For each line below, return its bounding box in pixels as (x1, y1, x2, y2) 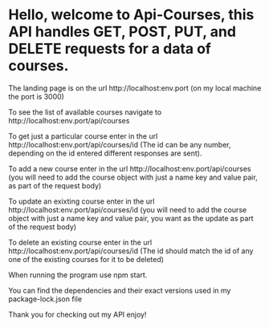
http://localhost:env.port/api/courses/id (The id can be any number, (8, 139, 231, 149)
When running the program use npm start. (8, 270, 148, 280)
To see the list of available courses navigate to (8, 107, 162, 117)
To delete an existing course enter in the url (8, 237, 153, 247)
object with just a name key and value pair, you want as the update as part (8, 213, 255, 223)
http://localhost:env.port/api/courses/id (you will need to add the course (8, 204, 247, 214)
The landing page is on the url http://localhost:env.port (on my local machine (8, 83, 262, 93)
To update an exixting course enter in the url (8, 196, 155, 206)
